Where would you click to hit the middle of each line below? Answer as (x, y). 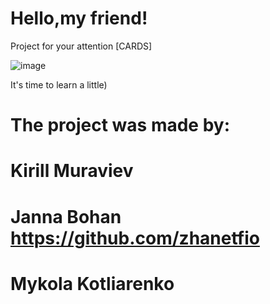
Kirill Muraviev (72, 171)
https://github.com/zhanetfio (135, 238)
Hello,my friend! (79, 18)
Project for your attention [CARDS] (81, 46)
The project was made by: (120, 125)
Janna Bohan (66, 216)
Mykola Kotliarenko (92, 283)
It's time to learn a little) (59, 84)
